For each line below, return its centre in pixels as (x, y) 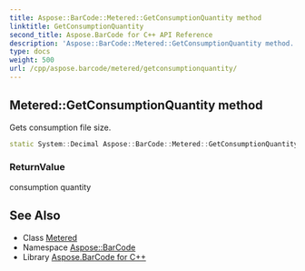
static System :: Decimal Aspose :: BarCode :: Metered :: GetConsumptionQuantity (154, 144)
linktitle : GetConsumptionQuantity (77, 26)
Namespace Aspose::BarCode (79, 247)
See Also (35, 216)
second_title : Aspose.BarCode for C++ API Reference (111, 35)
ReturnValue (37, 167)
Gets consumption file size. (60, 127)
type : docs (30, 52)
